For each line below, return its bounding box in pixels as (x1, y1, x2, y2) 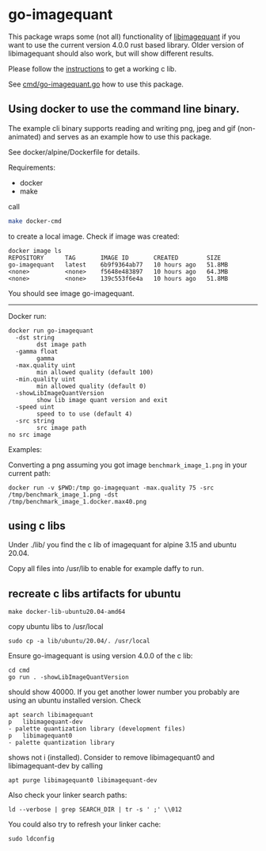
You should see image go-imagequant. (8, 288, 135, 298)
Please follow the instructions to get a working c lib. (8, 63, 177, 73)
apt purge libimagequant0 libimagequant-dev (8, 776, 158, 784)
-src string (15, 416, 55, 425)
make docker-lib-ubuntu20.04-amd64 (8, 608, 126, 616)
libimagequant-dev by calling (8, 761, 103, 771)
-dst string (15, 333, 55, 342)
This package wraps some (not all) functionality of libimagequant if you (8, 32, 241, 41)
